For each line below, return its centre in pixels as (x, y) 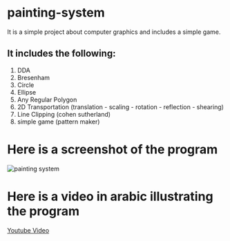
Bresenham (33, 77)
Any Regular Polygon (47, 99)
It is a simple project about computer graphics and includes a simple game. (114, 32)
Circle (26, 85)
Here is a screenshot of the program (113, 149)
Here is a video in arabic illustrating (110, 196)
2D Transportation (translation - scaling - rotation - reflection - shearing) (121, 107)
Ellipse (27, 92)
